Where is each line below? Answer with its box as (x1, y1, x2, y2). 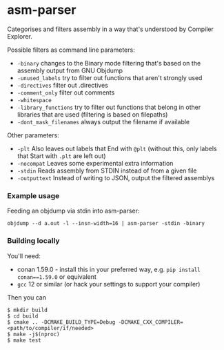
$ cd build (7, 313, 39, 320)
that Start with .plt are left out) (17, 151, 106, 160)
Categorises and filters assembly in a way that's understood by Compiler (7, 25, 214, 33)
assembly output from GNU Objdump (17, 66, 123, 75)
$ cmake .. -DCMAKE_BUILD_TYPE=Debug (7, 318, 116, 326)
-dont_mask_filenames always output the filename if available (17, 117, 190, 126)
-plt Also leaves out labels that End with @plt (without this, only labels (17, 144, 217, 153)
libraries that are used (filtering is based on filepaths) (17, 110, 168, 119)
